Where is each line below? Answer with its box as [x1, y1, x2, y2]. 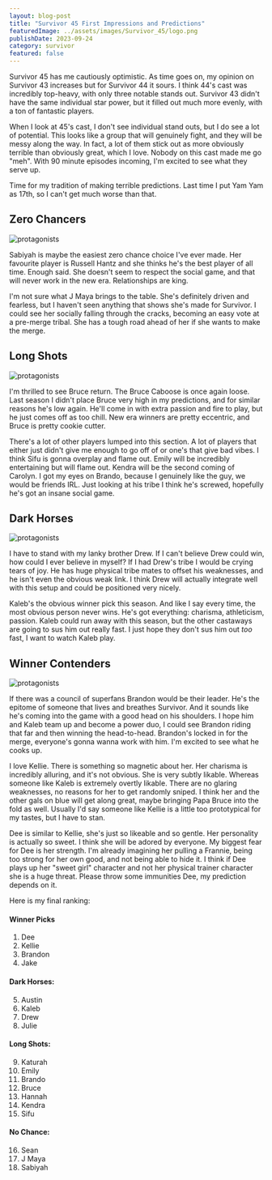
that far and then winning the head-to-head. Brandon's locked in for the [9, 728, 249, 738]
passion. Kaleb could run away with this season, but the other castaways [9, 616, 253, 626]
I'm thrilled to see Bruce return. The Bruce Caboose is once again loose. [9, 386, 250, 396]
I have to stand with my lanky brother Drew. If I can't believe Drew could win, [9, 548, 265, 559]
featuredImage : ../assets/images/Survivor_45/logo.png [9, 27, 198, 35]
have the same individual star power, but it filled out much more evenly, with [9, 98, 263, 107]
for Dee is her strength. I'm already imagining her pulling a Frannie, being [9, 846, 253, 855]
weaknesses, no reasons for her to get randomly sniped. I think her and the [9, 787, 260, 797]
